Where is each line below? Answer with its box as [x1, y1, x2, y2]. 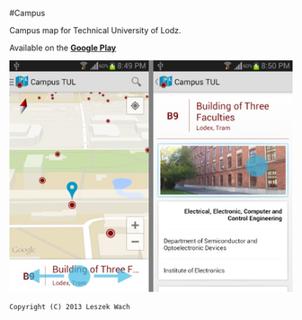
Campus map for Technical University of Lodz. [9, 25, 182, 35]
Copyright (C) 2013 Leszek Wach [9, 303, 130, 312]
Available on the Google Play [9, 42, 117, 53]
